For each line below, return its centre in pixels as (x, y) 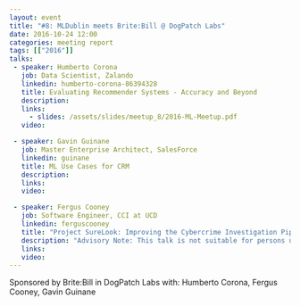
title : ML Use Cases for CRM (75, 166)
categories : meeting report (62, 42)
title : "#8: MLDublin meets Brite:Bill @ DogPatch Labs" (117, 26)
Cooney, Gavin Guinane (53, 292)
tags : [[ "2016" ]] (42, 51)
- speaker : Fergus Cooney (61, 207)
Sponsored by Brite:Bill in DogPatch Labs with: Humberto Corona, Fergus (144, 283)
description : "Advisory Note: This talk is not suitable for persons (153, 240)
